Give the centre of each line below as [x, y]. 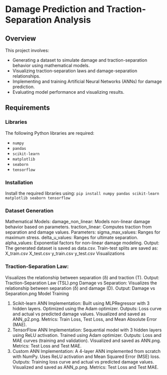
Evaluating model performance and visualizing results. [68, 92]
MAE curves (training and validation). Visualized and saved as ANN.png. [87, 340]
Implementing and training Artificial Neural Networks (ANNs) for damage [87, 81]
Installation [19, 182]
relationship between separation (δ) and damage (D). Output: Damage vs [80, 288]
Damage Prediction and [55, 9]
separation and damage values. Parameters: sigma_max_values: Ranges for [83, 232]
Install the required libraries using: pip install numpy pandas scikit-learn [82, 193]
